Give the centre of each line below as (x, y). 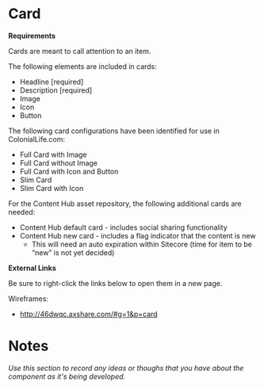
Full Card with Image (53, 154)
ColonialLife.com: (37, 139)
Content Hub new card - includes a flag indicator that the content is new (138, 235)
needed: (22, 212)
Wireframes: (29, 299)
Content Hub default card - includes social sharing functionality (123, 227)
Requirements (32, 36)
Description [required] (56, 90)
